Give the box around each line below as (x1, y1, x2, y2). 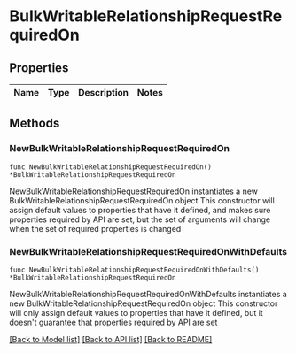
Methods (9, 116, 60, 131)
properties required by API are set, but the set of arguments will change (9, 214, 271, 225)
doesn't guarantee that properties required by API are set (9, 317, 218, 327)
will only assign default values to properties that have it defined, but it (9, 307, 263, 318)
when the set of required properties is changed (9, 223, 182, 234)
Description (78, 87, 129, 98)
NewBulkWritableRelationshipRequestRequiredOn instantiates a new (9, 186, 259, 196)
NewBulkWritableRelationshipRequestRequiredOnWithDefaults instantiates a (9, 288, 288, 299)
